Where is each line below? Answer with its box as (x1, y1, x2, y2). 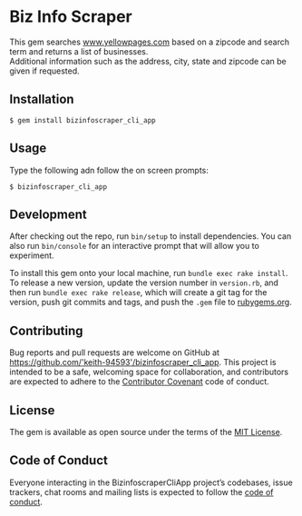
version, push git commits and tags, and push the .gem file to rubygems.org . (9, 297, 293, 308)
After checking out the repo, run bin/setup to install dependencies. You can (9, 231, 292, 242)
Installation (9, 92, 74, 107)
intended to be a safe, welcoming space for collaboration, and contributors (9, 366, 288, 378)
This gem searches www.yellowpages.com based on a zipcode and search (9, 36, 290, 47)
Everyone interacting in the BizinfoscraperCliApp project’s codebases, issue (9, 477, 293, 488)
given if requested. (9, 65, 80, 76)
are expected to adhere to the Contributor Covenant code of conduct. (9, 376, 269, 387)
